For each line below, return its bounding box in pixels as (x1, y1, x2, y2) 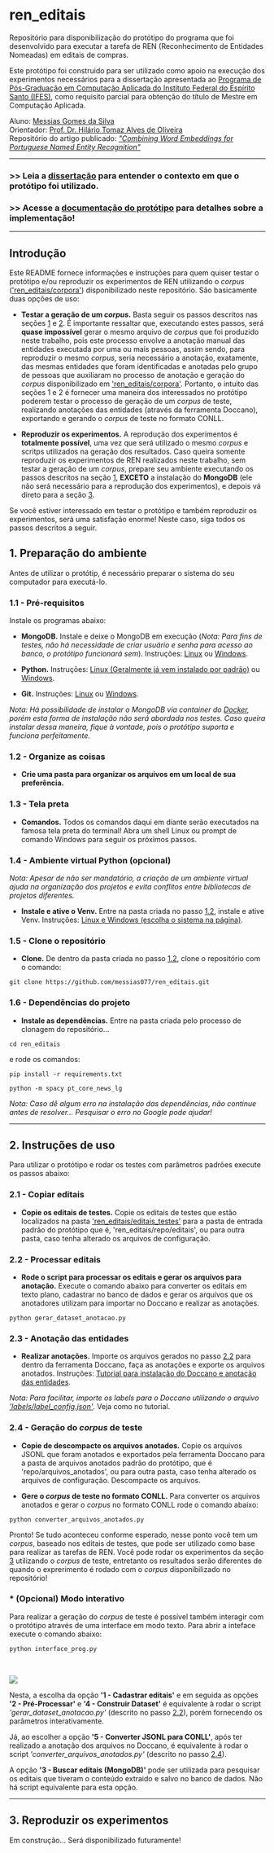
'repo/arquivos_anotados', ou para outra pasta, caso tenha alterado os (20, 1466, 257, 1476)
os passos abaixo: (9, 1169, 70, 1179)
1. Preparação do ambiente (9, 547, 147, 560)
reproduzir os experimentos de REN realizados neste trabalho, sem (20, 454, 246, 465)
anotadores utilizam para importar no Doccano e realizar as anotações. (20, 1298, 259, 1308)
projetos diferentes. (9, 890, 75, 900)
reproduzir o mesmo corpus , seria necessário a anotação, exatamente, (20, 353, 259, 362)
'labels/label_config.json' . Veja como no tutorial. (9, 1402, 171, 1412)
